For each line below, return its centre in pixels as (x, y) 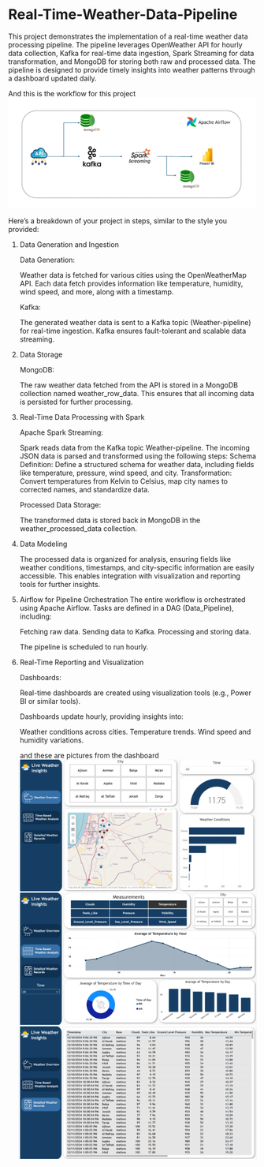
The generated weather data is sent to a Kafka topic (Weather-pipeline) (135, 322)
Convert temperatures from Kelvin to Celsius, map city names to (124, 481)
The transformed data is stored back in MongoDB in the (110, 520)
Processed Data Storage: (60, 505)
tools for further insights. (60, 584)
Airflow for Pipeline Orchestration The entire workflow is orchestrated (132, 599)
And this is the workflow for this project (72, 93)
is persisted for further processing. (76, 402)
